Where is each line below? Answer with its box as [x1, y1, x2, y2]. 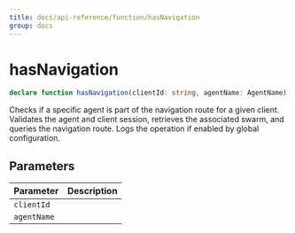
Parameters [9, 159, 75, 174]
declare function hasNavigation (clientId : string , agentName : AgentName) [9, 89, 288, 97]
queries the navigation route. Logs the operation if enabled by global [9, 123, 260, 134]
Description [66, 185, 118, 198]
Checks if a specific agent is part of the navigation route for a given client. [9, 105, 280, 115]
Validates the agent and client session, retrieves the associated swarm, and [9, 114, 285, 125]
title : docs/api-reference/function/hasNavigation [9, 12, 200, 22]
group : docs [9, 21, 53, 30]
